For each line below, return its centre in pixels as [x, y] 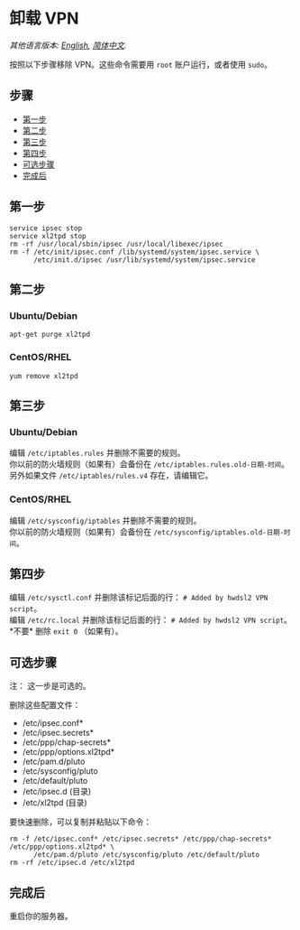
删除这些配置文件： [45, 705]
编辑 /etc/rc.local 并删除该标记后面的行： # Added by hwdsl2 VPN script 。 [151, 620]
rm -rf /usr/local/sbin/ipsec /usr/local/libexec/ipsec [116, 244]
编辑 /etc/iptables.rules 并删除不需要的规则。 [97, 453]
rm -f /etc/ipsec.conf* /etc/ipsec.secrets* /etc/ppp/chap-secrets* [141, 839]
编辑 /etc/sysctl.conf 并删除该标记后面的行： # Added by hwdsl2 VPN [139, 598]
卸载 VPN [44, 19]
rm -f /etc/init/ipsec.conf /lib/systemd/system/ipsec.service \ [134, 252]
